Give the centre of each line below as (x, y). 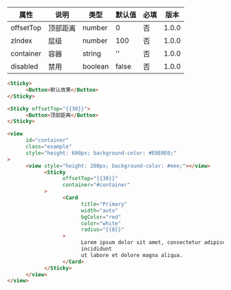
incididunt (96, 249)
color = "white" (101, 223)
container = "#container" (96, 185)
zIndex (22, 41)
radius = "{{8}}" (103, 230)
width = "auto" (99, 210)
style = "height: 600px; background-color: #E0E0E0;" (101, 153)
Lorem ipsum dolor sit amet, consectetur (141, 243)
